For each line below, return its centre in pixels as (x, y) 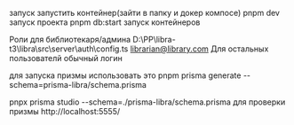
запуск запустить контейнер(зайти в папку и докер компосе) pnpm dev (144, 13)
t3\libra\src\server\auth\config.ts (69, 49)
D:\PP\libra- (154, 39)
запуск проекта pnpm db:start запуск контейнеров (105, 22)
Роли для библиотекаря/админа (70, 39)
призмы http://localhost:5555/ (65, 111)
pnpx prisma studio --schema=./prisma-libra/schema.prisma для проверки (147, 102)
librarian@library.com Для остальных (199, 49)
